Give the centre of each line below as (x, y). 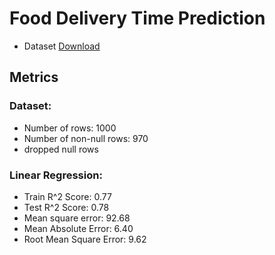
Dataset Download (62, 46)
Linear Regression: (56, 175)
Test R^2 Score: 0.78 (66, 207)
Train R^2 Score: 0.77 (67, 196)
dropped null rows (61, 149)
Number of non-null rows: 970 (86, 138)
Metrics (34, 77)
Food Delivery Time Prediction (137, 18)
